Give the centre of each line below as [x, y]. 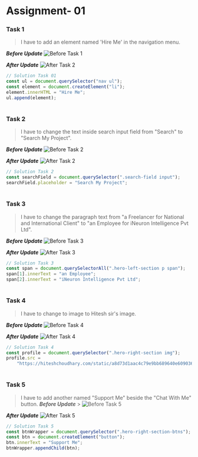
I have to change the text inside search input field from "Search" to [102, 132]
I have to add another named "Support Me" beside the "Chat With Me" [106, 397]
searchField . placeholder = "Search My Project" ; [67, 183]
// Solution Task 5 [30, 426]
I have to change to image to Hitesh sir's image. [78, 314]
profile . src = [24, 358]
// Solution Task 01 [32, 76]
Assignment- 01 [46, 11]
